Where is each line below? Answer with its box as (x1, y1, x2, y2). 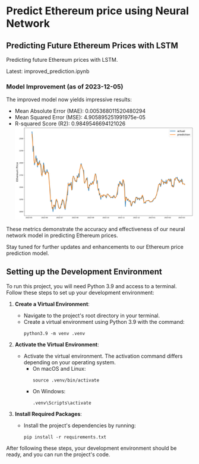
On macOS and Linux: (32, 365, 86, 372)
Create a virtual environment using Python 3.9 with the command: (23, 318, 185, 325)
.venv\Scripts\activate (32, 400, 91, 406)
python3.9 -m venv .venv (23, 330, 86, 336)
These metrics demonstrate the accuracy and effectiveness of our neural (6, 225, 185, 232)
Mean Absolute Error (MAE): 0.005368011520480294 (14, 108, 146, 115)
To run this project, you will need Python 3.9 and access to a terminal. (6, 282, 177, 289)
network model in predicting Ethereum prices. (6, 232, 118, 239)
